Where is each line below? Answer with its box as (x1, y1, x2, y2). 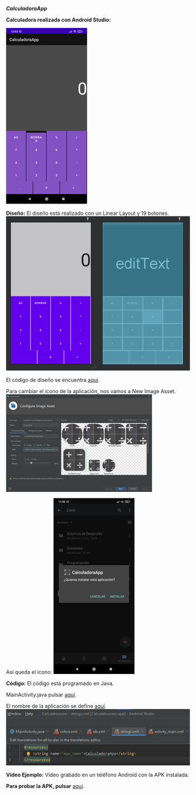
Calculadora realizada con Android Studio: (6, 16, 111, 23)
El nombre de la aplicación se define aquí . (6, 702, 107, 710)
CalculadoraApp (6, 5, 48, 12)
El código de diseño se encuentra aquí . (6, 376, 100, 383)
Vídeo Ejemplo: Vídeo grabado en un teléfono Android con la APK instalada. (6, 772, 190, 779)
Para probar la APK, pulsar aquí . (6, 783, 85, 790)
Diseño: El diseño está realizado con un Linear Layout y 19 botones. (6, 210, 169, 216)
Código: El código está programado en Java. (6, 680, 114, 687)
